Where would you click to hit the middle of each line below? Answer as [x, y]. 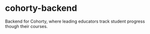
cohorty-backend [41, 8]
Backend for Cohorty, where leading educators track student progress [75, 21]
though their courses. [26, 26]
